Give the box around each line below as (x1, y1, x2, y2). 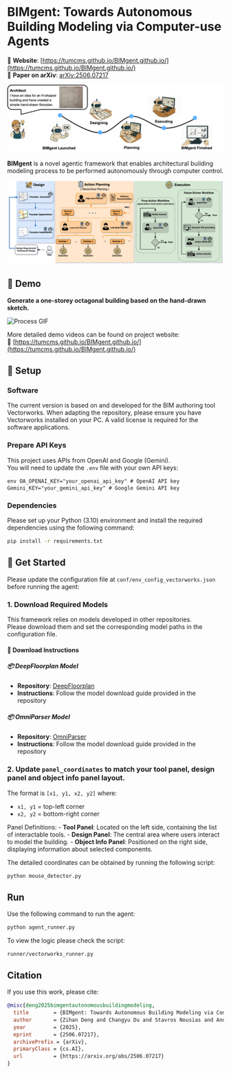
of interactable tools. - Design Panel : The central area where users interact (7, 830, 220, 839)
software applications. (7, 423, 70, 432)
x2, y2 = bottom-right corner (16, 810, 100, 818)
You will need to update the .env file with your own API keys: (7, 463, 179, 472)
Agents (7, 34, 49, 49)
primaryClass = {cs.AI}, (13, 1045, 85, 1052)
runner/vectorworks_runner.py (7, 951, 94, 958)
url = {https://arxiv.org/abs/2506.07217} (13, 1053, 165, 1060)
